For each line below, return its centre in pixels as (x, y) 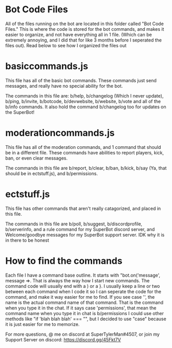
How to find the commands (64, 261)
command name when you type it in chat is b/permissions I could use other (85, 313)
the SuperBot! (20, 112)
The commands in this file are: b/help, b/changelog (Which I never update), (84, 95)
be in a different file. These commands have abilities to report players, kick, (85, 152)
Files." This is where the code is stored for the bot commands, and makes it (85, 29)
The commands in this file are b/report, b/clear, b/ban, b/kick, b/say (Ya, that (86, 168)
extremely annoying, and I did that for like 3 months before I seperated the (84, 40)
